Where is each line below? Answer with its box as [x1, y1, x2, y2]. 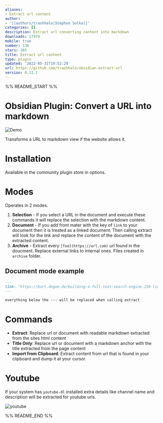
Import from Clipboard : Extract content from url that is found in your [12, 350, 149, 357]
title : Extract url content [5, 52, 62, 57]
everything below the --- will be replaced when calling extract [5, 298, 140, 303]
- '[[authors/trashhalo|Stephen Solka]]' [5, 20, 90, 26]
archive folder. [12, 253, 42, 259]
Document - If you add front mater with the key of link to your [12, 222, 138, 228]
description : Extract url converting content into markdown [5, 30, 130, 34]
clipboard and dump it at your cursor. [12, 356, 86, 361]
